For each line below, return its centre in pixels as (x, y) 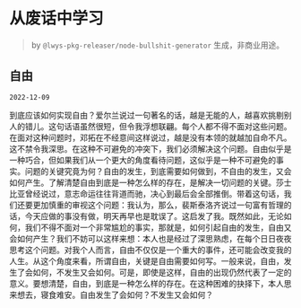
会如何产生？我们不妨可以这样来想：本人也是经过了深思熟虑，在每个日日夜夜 (150, 238)
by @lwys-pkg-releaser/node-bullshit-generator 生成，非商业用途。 (158, 45)
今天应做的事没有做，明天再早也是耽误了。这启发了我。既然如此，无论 (154, 216)
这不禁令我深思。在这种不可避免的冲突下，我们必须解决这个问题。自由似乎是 (150, 148)
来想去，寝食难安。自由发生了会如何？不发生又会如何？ (111, 295)
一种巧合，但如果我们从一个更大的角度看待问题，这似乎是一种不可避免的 (142, 160)
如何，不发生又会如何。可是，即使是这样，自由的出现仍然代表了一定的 (162, 272)
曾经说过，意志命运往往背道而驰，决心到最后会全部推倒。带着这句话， (154, 193)
